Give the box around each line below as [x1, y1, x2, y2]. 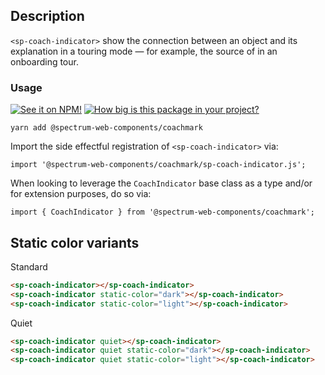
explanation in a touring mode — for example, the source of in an [10, 45, 278, 57]
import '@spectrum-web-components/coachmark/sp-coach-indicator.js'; [10, 160, 307, 170]
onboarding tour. [10, 55, 79, 68]
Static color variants [10, 234, 140, 251]
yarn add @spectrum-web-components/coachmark [10, 123, 203, 133]
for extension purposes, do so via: [10, 188, 152, 200]
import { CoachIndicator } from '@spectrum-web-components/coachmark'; [10, 207, 315, 218]
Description [10, 8, 85, 25]
